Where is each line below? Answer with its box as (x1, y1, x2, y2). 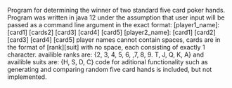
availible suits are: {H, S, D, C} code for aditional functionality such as (7, 58, 209, 66)
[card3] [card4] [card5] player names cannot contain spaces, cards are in (7, 36, 221, 44)
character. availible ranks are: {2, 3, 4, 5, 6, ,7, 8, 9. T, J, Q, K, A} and (7, 50, 204, 59)
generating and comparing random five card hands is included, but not (7, 66, 212, 73)
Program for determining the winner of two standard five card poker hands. (7, 6, 226, 14)
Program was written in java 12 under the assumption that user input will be (7, 13, 225, 22)
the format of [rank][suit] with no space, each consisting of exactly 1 (7, 43, 205, 51)
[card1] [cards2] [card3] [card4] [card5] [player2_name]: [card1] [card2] (7, 28, 216, 36)
